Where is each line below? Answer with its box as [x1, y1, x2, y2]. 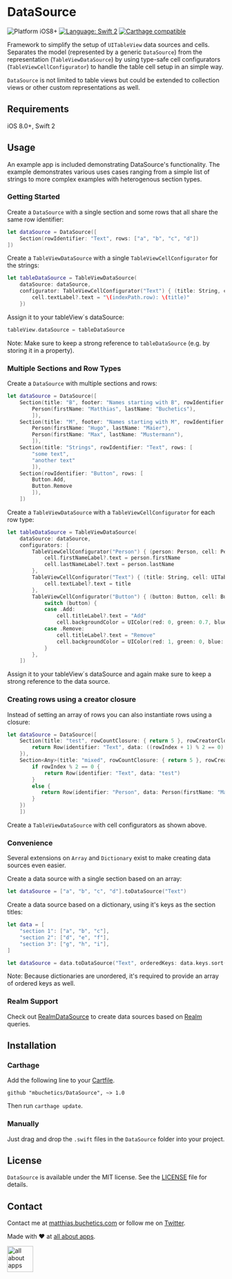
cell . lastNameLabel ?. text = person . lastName [43, 561, 175, 568]
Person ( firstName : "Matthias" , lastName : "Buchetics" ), [32, 406, 196, 412]
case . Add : [43, 606, 76, 613]
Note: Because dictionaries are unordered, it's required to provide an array [7, 972, 220, 980]
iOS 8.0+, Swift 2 [7, 122, 55, 130]
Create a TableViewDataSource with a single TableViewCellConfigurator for [7, 254, 218, 262]
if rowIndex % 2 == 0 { [32, 763, 100, 770]
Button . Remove [32, 482, 72, 490]
